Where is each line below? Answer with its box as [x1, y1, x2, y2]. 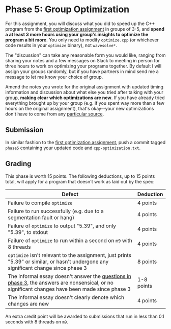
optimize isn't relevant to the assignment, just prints [8, 251, 131, 258]
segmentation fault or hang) [8, 214, 75, 221]
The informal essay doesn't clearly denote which [8, 294, 125, 301]
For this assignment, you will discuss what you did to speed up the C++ [5, 20, 155, 27]
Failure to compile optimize [8, 199, 73, 206]
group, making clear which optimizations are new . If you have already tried [5, 95, 165, 101]
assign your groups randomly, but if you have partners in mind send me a [5, 68, 159, 75]
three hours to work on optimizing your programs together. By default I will [5, 63, 162, 69]
